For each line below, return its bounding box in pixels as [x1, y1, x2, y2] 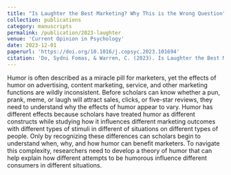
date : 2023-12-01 [7, 42, 57, 49]
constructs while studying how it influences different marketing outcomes [7, 117, 216, 126]
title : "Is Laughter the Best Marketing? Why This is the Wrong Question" [7, 10, 226, 17]
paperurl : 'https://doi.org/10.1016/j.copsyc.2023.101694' [7, 49, 180, 56]
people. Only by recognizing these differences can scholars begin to [7, 132, 201, 140]
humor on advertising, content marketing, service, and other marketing [7, 80, 208, 89]
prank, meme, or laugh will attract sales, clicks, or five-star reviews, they [7, 95, 213, 104]
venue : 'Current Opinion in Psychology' [7, 36, 125, 43]
